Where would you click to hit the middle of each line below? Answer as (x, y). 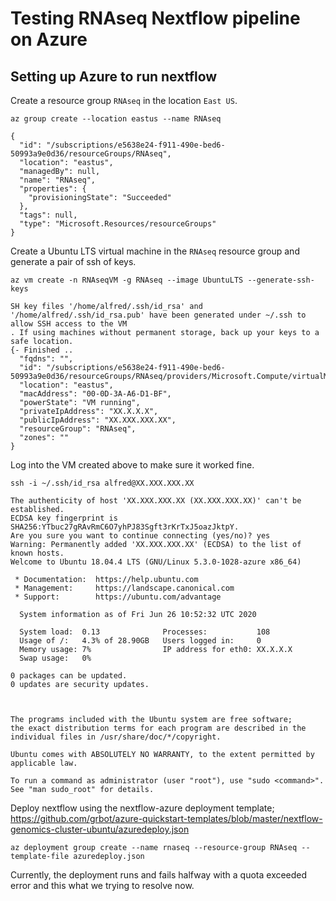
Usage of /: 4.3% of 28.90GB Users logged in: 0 (140, 641)
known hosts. (37, 553)
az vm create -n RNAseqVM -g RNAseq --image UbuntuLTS (127, 280)
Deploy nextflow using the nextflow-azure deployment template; (142, 808)
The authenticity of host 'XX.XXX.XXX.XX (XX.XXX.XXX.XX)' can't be (156, 501)
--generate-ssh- (281, 280)
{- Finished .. (42, 350)
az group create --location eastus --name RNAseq (116, 119)
